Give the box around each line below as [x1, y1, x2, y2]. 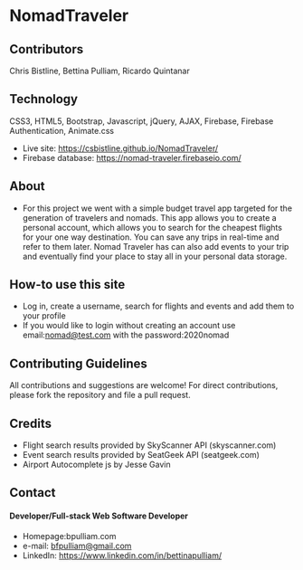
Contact [9, 485, 56, 500]
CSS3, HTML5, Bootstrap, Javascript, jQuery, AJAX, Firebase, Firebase [9, 115, 274, 127]
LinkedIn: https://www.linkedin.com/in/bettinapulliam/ [22, 549, 223, 561]
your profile [22, 310, 66, 321]
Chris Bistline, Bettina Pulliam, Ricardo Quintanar [9, 65, 190, 76]
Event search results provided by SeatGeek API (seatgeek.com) [22, 450, 260, 461]
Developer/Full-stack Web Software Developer [9, 510, 188, 521]
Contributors [9, 42, 84, 57]
